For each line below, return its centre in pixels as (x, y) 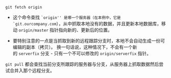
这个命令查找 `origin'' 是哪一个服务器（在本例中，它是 (67, 17)
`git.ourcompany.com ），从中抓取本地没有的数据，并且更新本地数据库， (87, 24)
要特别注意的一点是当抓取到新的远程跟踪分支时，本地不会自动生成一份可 (89, 41)
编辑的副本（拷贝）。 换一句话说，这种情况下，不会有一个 (72, 47)
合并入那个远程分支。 (32, 70)
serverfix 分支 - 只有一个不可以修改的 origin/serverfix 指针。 (85, 53)
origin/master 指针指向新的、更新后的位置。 (65, 30)
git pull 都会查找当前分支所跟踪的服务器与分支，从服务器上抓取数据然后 (82, 64)
